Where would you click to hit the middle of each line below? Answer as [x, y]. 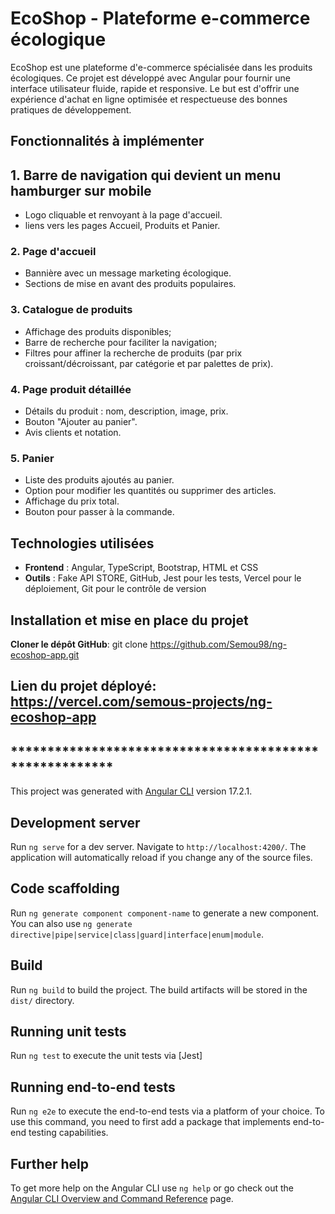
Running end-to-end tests [93, 1087]
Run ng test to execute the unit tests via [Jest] [106, 1056]
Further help [50, 1163]
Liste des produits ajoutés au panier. [99, 480]
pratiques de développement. [71, 109]
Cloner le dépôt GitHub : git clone [79, 644]
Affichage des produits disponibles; [98, 331]
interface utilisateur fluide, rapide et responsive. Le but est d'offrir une [155, 88]
